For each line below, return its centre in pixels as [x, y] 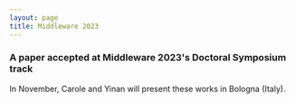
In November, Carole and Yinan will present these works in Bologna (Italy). [148, 89]
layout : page [34, 18]
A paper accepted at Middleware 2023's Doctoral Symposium [148, 58]
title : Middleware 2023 [54, 26]
